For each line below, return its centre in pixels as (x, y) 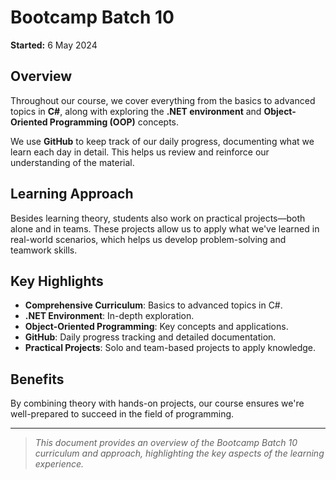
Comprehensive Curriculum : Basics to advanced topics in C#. (153, 305)
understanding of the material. (72, 162)
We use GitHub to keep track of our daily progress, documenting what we (162, 141)
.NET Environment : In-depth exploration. (109, 316)
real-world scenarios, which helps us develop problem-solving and (148, 239)
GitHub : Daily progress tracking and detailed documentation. (150, 337)
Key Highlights (57, 281)
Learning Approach (72, 194)
